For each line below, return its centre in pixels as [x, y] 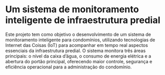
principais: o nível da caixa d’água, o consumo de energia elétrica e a [78, 56]
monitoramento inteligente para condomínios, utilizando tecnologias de [80, 40]
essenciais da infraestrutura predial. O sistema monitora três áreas [76, 51]
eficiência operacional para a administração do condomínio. [69, 67]
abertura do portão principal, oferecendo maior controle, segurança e [79, 61]
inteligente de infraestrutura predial [83, 20]
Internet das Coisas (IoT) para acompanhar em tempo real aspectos [77, 45]
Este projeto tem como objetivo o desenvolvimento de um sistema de [78, 34]
